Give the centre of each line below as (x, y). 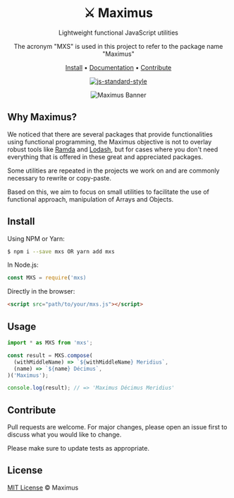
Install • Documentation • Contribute (118, 67)
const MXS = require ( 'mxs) (47, 278)
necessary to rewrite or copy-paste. (59, 178)
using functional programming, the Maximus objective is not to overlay (110, 141)
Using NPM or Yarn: (36, 238)
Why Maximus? (42, 117)
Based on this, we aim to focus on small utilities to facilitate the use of (109, 192)
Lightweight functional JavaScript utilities (118, 33)
